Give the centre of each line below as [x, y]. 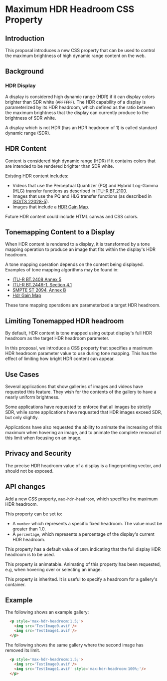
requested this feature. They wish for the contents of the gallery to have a [81, 392]
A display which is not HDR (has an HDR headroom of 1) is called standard [81, 127]
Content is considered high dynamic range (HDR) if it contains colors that [81, 161]
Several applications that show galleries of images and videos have [74, 386]
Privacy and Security [38, 453]
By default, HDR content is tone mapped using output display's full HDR [79, 333]
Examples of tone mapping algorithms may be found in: [62, 270]
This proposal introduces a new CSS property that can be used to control [80, 50]
